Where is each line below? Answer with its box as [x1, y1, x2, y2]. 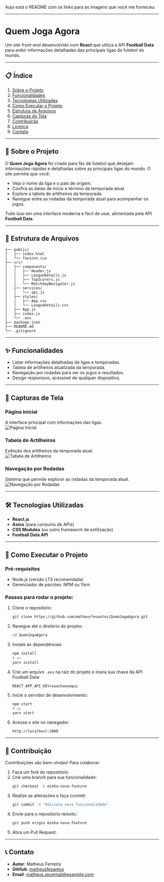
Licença [12, 123, 28, 129]
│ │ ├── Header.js [5, 269, 51, 274]
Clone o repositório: [12, 605, 52, 611]
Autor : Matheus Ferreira [12, 861, 61, 867]
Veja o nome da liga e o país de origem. [12, 180, 92, 186]
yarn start [12, 710, 35, 715]
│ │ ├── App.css [5, 299, 47, 303]
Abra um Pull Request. [12, 829, 57, 835]
